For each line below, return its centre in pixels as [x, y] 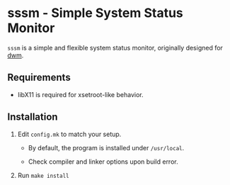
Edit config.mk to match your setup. [69, 134]
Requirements [39, 78]
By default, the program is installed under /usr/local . [106, 147]
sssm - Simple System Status [96, 13]
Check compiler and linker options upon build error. [103, 162]
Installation [33, 117]
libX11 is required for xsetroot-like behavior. [80, 94]
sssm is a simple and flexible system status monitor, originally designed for [115, 47]
